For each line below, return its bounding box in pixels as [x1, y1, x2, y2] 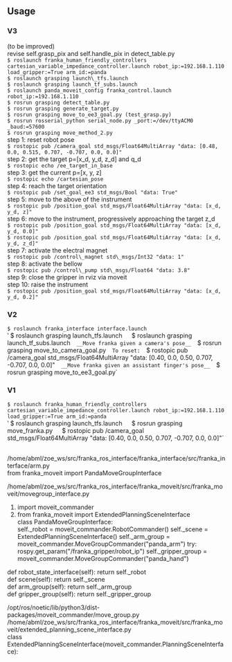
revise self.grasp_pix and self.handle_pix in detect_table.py [7, 49, 175, 57]
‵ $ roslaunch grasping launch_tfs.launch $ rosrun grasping [7, 419, 183, 427]
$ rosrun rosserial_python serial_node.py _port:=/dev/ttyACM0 [7, 117, 194, 124]
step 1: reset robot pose [7, 135, 75, 144]
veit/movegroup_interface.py [7, 489, 90, 497]
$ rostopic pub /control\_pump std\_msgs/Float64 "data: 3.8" [7, 266, 190, 274]
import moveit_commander [17, 503, 94, 511]
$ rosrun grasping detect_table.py [7, 99, 110, 106]
